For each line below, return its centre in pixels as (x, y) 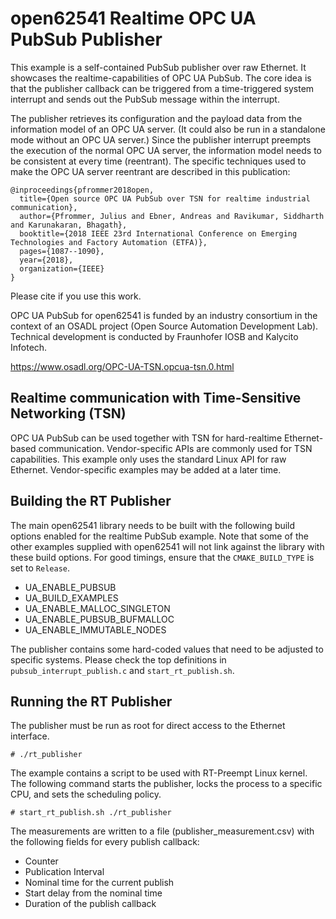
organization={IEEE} (62, 268)
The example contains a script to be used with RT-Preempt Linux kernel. (159, 773)
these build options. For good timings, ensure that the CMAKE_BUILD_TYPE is (162, 557)
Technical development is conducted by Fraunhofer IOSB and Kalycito (154, 336)
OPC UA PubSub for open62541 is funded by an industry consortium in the (164, 315)
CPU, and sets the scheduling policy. (86, 794)
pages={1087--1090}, (62, 251)
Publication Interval (64, 872)
